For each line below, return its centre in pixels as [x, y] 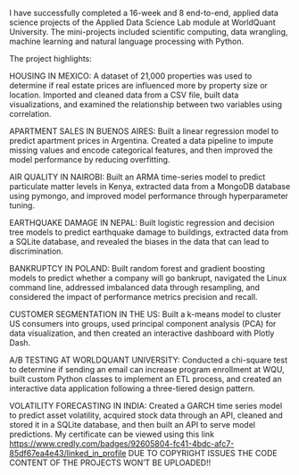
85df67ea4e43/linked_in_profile [68, 453]
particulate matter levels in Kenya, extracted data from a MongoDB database [150, 186]
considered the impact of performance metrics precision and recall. [133, 297]
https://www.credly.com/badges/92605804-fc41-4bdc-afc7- [122, 444]
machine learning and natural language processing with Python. [127, 41]
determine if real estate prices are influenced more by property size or [138, 85]
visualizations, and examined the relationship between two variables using [146, 104]
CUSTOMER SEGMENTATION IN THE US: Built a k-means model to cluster [145, 314]
